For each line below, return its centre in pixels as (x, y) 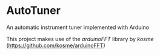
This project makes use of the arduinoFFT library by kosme (80, 39)
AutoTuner (33, 11)
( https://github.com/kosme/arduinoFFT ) (56, 45)
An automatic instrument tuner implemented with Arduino (78, 27)
